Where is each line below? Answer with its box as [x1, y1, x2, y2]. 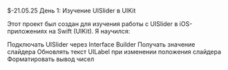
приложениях [7, 27, 48, 35]
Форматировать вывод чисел [7, 55, 95, 63]
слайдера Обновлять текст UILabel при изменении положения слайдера [7, 48, 222, 56]
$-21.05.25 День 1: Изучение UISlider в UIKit [7, 7, 136, 14]
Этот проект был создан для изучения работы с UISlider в [7, 20, 178, 27]
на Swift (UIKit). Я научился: [48, 27, 131, 35]
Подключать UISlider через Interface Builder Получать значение [7, 40, 196, 48]
